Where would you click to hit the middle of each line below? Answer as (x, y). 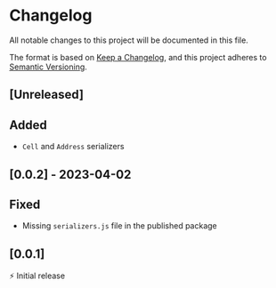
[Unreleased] (47, 95)
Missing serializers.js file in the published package (120, 226)
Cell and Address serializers (73, 147)
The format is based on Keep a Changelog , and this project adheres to (138, 57)
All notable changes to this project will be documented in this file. (129, 40)
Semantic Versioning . (48, 67)
